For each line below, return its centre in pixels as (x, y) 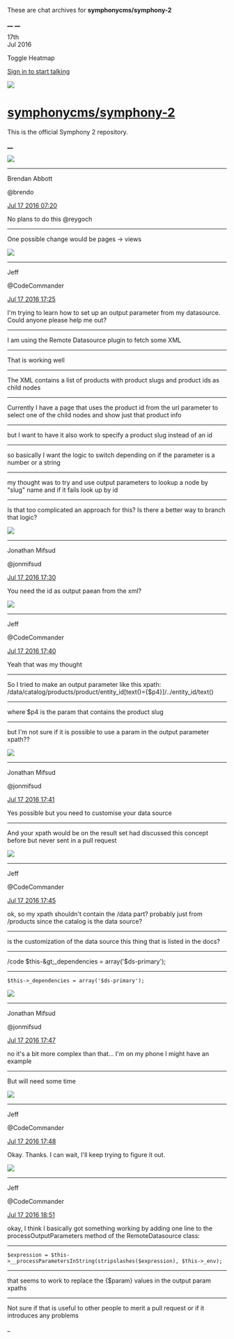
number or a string (34, 462)
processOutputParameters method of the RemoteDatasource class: (104, 1235)
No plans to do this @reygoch (50, 219)
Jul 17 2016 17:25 (31, 299)
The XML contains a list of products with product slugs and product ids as (113, 380)
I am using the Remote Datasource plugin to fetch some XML (94, 340)
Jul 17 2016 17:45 (32, 900)
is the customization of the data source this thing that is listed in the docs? (114, 941)
